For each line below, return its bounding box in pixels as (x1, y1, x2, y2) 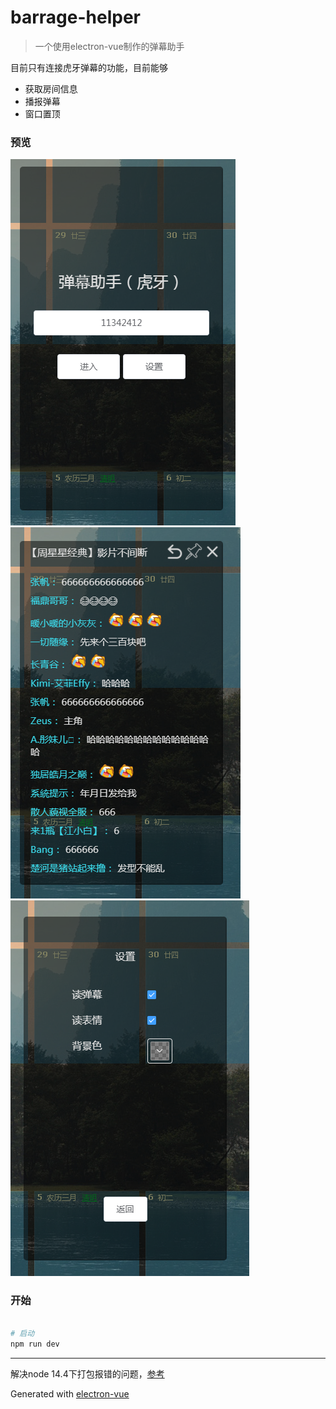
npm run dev (10, 1339, 60, 1350)
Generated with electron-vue (10, 1388, 130, 1400)
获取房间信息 (24, 82, 78, 95)
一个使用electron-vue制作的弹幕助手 (34, 40, 185, 52)
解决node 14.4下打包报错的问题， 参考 (10, 1368, 165, 1380)
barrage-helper (10, 6, 141, 29)
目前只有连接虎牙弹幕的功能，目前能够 (10, 61, 168, 73)
